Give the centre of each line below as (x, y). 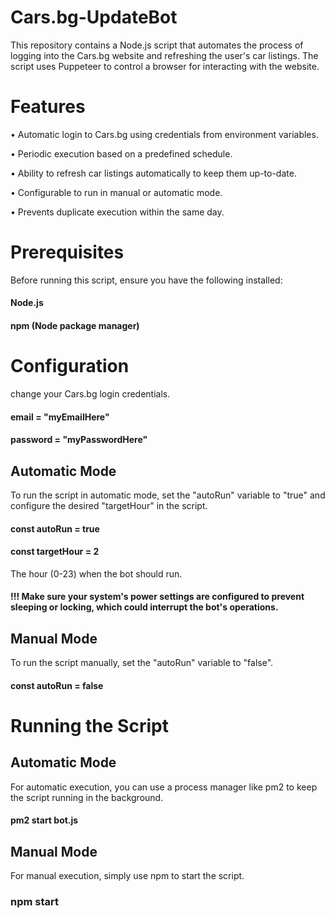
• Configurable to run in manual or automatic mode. (116, 192)
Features (48, 107)
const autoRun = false (57, 685)
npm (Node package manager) (75, 325)
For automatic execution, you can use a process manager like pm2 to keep (164, 787)
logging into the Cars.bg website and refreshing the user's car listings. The (164, 55)
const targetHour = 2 (55, 552)
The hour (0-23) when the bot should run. (96, 573)
